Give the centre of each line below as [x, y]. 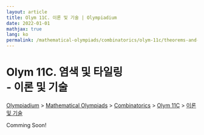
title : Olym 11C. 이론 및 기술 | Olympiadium [62, 18]
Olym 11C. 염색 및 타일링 [65, 72]
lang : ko [17, 35]
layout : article [27, 12]
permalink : [20, 40]
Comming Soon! [26, 125]
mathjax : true [24, 29]
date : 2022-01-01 [28, 23]
